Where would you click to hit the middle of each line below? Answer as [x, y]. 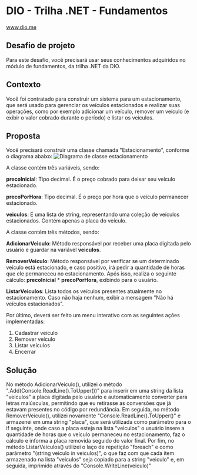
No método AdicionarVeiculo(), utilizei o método [64, 384]
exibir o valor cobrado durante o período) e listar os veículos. [80, 117]
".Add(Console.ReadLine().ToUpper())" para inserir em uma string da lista [95, 391]
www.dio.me [21, 27]
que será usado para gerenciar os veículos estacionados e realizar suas [93, 105]
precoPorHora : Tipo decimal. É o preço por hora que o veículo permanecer [97, 197]
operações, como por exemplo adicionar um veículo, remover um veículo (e [98, 111]
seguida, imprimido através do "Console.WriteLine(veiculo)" [79, 466]
